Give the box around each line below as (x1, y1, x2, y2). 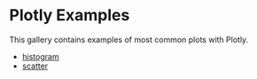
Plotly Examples (9, 5, 130, 25)
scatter (21, 61, 49, 71)
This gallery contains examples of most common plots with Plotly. (9, 34, 249, 45)
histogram (21, 51, 59, 61)
